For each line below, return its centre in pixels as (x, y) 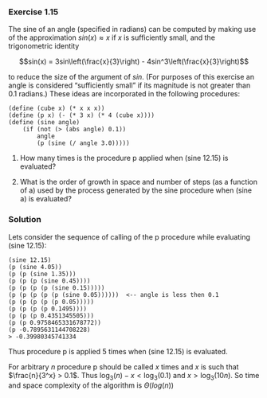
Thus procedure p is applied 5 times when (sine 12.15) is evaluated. (118, 351)
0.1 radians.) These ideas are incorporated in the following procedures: (124, 94)
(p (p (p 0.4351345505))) (51, 316)
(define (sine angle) (44, 123)
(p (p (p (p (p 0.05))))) (51, 302)
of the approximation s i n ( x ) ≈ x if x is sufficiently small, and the (112, 37)
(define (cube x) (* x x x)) (57, 109)
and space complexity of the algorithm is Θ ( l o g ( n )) (91, 385)
